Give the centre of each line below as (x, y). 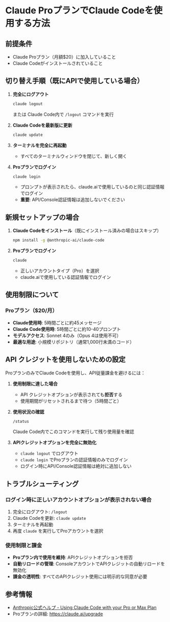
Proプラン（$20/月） (31, 310)
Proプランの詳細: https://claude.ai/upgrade (58, 614)
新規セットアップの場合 (42, 217)
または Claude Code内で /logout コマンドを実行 (63, 114)
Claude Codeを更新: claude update (49, 518)
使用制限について (32, 295)
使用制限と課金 (24, 545)
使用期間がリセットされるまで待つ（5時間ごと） (71, 401)
